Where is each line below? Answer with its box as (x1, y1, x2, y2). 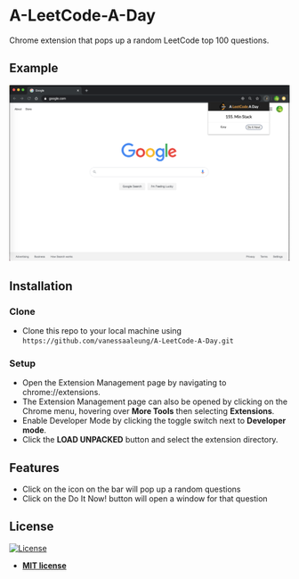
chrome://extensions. (21, 387, 101, 398)
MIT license (21, 559, 67, 571)
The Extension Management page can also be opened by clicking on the (21, 396, 287, 407)
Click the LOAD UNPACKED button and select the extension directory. (21, 434, 279, 445)
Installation (9, 278, 73, 294)
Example (9, 61, 59, 76)
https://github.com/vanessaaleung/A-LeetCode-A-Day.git (21, 336, 234, 345)
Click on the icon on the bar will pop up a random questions (21, 484, 241, 495)
